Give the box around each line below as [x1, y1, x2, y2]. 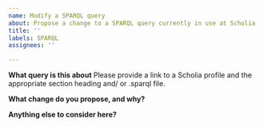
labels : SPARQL [8, 34, 59, 42]
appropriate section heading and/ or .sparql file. [8, 79, 165, 89]
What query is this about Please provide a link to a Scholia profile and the [8, 70, 253, 80]
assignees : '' [8, 42, 56, 50]
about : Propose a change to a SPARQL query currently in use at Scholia [8, 19, 256, 27]
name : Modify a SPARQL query [8, 11, 106, 20]
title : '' [8, 26, 42, 34]
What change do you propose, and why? [8, 94, 145, 104]
